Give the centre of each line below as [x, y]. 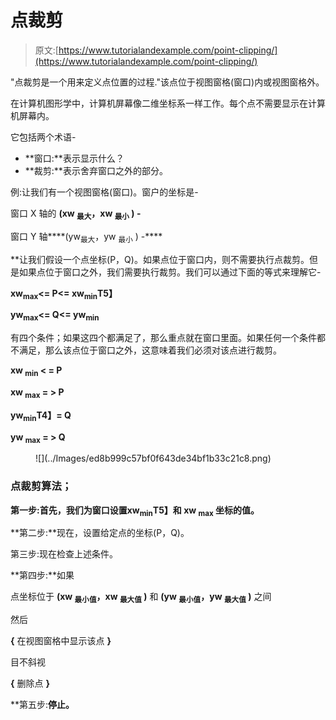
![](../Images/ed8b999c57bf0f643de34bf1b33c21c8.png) [153, 458]
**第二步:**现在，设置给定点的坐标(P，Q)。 [100, 533]
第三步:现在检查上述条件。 [64, 554]
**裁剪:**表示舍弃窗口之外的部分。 [96, 170]
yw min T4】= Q [41, 416]
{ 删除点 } [30, 683]
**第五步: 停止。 [42, 705]
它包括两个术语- [43, 137]
